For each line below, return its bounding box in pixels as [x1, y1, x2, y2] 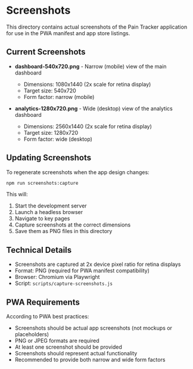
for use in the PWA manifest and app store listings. [6, 29, 130, 36]
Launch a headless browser [14, 209, 83, 216]
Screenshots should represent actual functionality [14, 350, 138, 357]
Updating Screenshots [6, 153, 91, 163]
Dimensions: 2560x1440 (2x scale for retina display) [23, 123, 152, 130]
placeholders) [14, 331, 49, 338]
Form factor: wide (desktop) [23, 135, 92, 142]
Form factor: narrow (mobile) [23, 93, 95, 100]
